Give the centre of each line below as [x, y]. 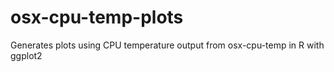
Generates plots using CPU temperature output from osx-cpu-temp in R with [167, 45]
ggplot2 [26, 55]
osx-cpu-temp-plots [97, 17]
